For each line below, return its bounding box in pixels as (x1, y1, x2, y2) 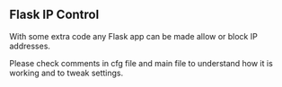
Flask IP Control (9, 7, 100, 22)
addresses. (9, 40, 51, 51)
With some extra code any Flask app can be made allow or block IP (9, 30, 258, 41)
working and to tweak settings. (9, 67, 124, 78)
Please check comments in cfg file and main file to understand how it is (9, 57, 274, 68)
